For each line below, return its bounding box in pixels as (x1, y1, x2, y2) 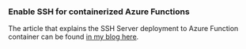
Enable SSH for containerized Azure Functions (8, 6, 190, 17)
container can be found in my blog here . (8, 32, 139, 41)
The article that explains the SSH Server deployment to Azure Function (8, 24, 239, 33)
